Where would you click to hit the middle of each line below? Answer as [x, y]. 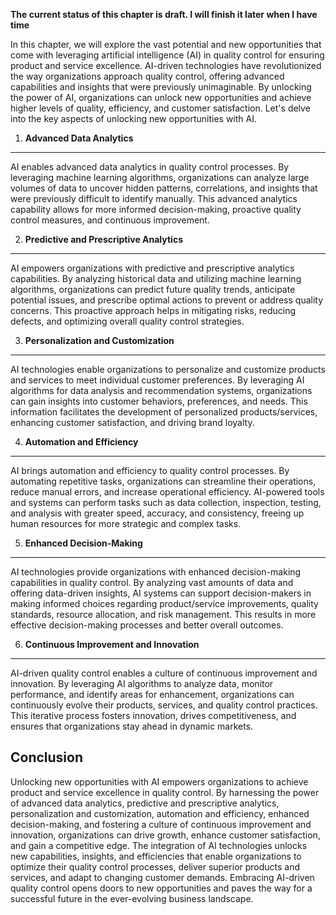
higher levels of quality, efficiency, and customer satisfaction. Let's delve [160, 108]
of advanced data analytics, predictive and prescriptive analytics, [145, 803]
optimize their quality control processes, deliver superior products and [155, 866]
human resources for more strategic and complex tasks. [126, 523]
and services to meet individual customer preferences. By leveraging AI [157, 380]
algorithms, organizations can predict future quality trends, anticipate [153, 289]
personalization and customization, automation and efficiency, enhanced [160, 813]
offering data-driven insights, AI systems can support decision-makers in [161, 593]
